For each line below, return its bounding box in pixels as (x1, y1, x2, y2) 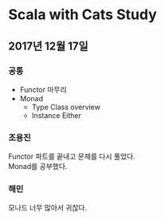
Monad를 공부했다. (8, 162, 68, 171)
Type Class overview (31, 102, 101, 112)
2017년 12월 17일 (8, 39, 89, 53)
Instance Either (31, 110, 81, 120)
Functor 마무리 (19, 84, 67, 94)
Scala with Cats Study (8, 6, 157, 24)
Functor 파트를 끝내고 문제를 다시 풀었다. (8, 151, 136, 161)
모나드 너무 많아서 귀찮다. (8, 203, 88, 213)
